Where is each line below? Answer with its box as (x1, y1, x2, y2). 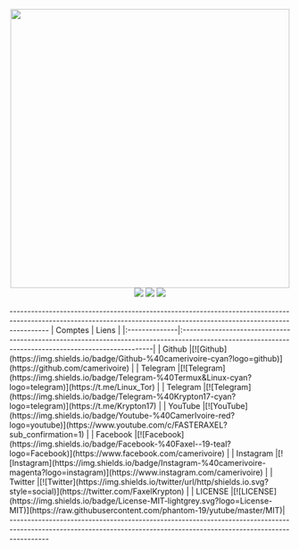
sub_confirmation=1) (9, 429, 85, 439)
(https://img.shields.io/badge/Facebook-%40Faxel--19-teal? (9, 438, 232, 449)
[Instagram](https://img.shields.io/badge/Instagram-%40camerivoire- (9, 458, 266, 468)
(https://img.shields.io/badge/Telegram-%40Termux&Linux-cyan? (9, 372, 253, 383)
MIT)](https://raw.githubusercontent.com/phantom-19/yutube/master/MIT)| (9, 505, 286, 515)
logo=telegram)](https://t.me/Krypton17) (9, 401, 157, 411)
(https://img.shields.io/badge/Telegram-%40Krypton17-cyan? (9, 391, 237, 402)
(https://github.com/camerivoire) (9, 362, 129, 373)
